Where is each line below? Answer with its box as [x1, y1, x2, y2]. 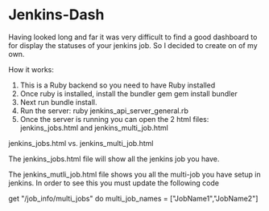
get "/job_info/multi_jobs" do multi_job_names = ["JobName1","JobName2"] [8, 193, 259, 203]
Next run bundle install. [19, 97, 97, 107]
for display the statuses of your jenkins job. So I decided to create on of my [8, 40, 258, 50]
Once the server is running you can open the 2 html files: [19, 114, 209, 124]
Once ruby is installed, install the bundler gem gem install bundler [19, 88, 238, 98]
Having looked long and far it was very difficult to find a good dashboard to [8, 32, 258, 42]
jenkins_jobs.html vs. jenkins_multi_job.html [8, 138, 154, 148]
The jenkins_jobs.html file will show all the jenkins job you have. [8, 154, 220, 164]
